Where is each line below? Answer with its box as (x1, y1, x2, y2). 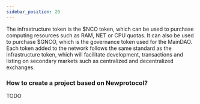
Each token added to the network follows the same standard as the (6, 44, 172, 52)
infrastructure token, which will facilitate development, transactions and (6, 50, 183, 58)
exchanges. (6, 64, 35, 71)
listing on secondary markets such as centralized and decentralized (6, 57, 174, 64)
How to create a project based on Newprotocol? (6, 79, 148, 87)
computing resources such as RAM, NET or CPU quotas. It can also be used (6, 31, 194, 39)
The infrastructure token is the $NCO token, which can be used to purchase (6, 25, 194, 32)
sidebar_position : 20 (6, 8, 61, 15)
